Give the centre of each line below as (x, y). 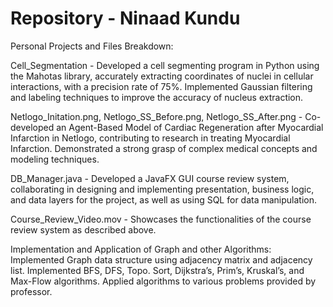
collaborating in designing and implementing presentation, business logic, (162, 189)
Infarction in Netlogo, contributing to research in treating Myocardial (150, 138)
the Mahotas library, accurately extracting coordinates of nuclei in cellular (162, 76)
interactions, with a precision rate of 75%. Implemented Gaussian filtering (161, 86)
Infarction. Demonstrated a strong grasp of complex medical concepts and (164, 148)
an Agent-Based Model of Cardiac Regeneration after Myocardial (190, 127)
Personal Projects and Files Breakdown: (92, 46)
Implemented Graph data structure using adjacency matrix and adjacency (161, 259)
